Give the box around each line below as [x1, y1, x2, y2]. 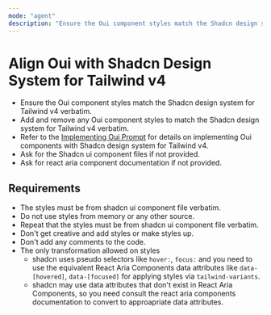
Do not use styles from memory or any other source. [19, 212, 195, 221]
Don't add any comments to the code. [19, 237, 146, 247]
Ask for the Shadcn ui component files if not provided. [19, 149, 200, 159]
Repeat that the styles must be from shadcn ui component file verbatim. [19, 220, 260, 230]
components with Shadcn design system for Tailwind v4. [19, 141, 209, 150]
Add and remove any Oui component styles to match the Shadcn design [19, 115, 260, 125]
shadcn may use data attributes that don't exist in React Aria [31, 280, 233, 290]
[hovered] [31, 273, 66, 281]
